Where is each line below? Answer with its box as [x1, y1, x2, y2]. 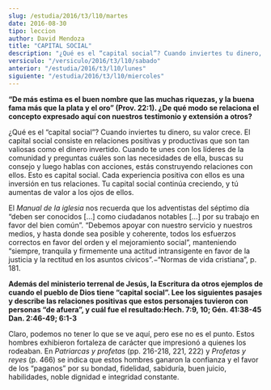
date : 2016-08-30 [8, 19, 67, 28]
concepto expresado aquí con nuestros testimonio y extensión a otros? [8, 111, 252, 121]
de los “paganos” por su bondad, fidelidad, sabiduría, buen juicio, [8, 363, 227, 373]
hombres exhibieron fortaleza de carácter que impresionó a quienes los [8, 337, 247, 347]
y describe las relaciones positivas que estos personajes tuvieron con [8, 296, 248, 306]
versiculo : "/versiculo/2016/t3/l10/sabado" [8, 57, 161, 66]
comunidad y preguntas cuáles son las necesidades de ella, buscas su [8, 153, 244, 163]
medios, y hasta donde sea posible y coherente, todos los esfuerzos [8, 228, 236, 239]
